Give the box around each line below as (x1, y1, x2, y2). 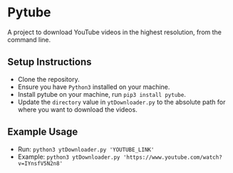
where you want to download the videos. (17, 105, 138, 114)
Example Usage (7, 126, 78, 138)
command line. (7, 35, 51, 43)
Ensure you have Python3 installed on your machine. (17, 83, 170, 91)
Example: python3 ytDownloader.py (17, 152, 120, 161)
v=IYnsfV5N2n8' (17, 159, 63, 167)
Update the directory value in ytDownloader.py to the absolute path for (17, 98, 226, 106)
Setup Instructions (7, 56, 92, 68)
